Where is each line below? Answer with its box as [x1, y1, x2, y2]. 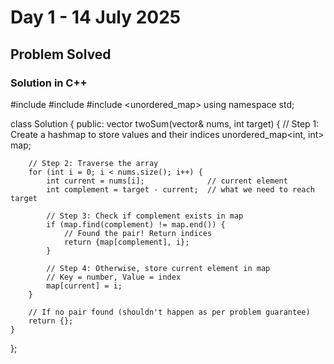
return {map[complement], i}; [63, 237, 190, 247]
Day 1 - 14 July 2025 [10, 6, 182, 29]
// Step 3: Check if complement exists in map [46, 211, 244, 221]
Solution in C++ [10, 76, 88, 90]
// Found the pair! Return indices [63, 228, 213, 238]
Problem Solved [10, 46, 112, 63]
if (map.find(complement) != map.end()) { [46, 219, 226, 230]
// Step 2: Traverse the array [28, 158, 159, 168]
